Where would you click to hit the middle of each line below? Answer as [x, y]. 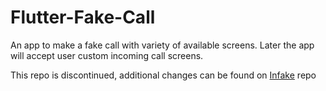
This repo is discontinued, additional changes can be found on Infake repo [163, 75]
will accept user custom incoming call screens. [107, 55]
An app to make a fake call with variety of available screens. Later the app [162, 45]
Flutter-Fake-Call [83, 17]
